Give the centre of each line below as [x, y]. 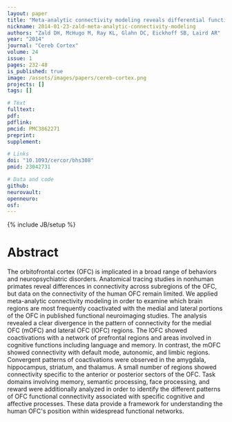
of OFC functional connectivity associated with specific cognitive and [106, 396]
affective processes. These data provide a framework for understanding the [115, 404]
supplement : [24, 142]
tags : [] [20, 90]
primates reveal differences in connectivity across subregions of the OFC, [112, 287]
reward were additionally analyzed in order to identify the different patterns [114, 389]
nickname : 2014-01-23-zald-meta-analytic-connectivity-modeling [101, 26]
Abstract [33, 252]
